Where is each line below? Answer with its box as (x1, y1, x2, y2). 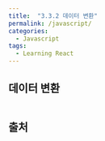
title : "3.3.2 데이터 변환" (8, 11, 99, 20)
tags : (8, 42, 27, 50)
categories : (8, 27, 48, 35)
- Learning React (15, 49, 74, 58)
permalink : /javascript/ (8, 19, 92, 28)
